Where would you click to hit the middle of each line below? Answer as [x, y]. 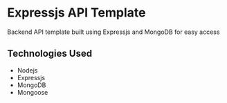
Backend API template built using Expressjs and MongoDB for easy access [113, 32]
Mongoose [33, 92]
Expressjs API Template [76, 13]
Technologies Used [49, 54]
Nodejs [27, 70]
